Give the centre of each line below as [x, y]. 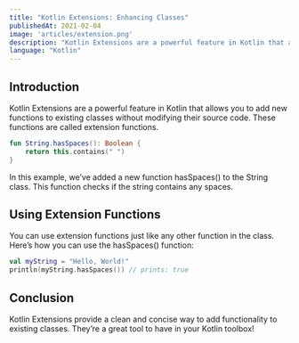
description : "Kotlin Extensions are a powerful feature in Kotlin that [147, 42]
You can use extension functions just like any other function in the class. [141, 236]
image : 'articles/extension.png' [71, 34]
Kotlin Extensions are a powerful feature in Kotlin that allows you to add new [148, 108]
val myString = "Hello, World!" [69, 262]
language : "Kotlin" [45, 51]
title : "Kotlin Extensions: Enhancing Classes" [99, 17]
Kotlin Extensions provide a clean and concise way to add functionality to [143, 319]
